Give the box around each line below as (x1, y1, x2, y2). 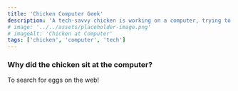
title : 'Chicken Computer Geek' (7, 10, 103, 18)
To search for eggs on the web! (7, 75, 100, 85)
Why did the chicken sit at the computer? (7, 60, 153, 70)
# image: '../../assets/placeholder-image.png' (7, 23, 152, 30)
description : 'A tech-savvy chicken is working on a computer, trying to (7, 17, 232, 24)
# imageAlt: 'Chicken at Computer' (7, 30, 113, 37)
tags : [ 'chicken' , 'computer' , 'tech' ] (7, 37, 126, 44)
